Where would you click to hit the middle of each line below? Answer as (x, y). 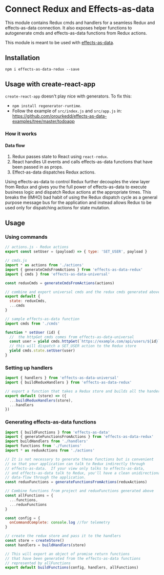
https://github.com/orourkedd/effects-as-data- (60, 116)
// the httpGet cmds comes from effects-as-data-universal (72, 337)
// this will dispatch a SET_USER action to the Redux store (73, 346)
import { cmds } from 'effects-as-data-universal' (58, 274)
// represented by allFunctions (38, 563)
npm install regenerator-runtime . (47, 105)
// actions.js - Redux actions (37, 247)
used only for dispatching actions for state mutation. (58, 207)
